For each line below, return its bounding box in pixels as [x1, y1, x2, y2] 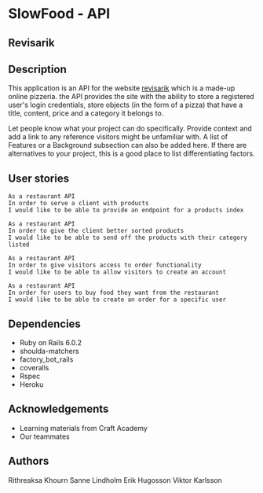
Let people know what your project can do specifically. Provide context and [8, 123, 253, 134]
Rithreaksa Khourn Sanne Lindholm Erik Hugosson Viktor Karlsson [8, 475, 222, 484]
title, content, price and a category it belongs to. [8, 109, 164, 118]
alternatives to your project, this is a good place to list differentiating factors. [8, 149, 255, 158]
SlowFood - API [8, 5, 111, 23]
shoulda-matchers [19, 347, 80, 356]
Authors [8, 454, 49, 468]
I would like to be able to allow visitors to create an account [8, 268, 226, 276]
